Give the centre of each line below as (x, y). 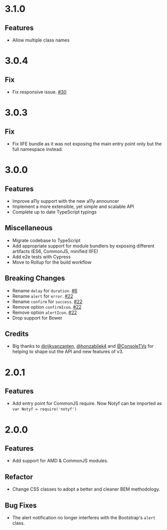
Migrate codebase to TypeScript (46, 240)
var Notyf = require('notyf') (45, 409)
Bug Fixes (21, 505)
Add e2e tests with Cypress (41, 257)
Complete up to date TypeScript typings (54, 212)
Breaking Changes (35, 278)
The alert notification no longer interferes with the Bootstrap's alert (84, 518)
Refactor (19, 477)
